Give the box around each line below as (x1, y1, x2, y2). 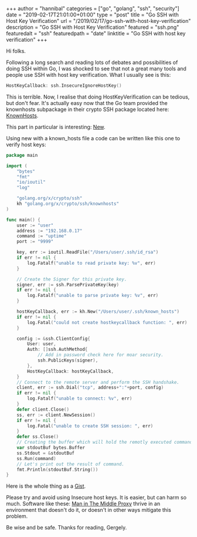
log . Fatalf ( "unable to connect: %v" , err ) (27, 396, 133, 401)
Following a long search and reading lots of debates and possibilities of (6, 59, 178, 66)
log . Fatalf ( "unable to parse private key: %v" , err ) (27, 293, 159, 299)
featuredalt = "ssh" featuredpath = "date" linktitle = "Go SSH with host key (6, 30, 186, 37)
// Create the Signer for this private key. (16, 276, 127, 282)
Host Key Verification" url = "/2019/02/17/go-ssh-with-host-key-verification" (6, 18, 191, 24)
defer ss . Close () (16, 434, 59, 440)
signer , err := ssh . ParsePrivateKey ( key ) (16, 282, 119, 288)
